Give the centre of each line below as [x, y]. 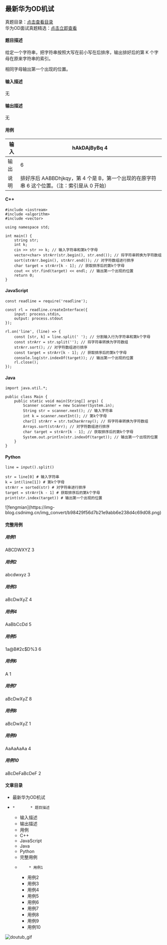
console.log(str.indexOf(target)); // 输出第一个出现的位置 [74, 358]
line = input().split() [30, 468]
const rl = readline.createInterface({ [46, 310]
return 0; [24, 275]
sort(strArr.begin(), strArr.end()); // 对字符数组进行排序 [74, 260]
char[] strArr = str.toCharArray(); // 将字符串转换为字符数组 [86, 421]
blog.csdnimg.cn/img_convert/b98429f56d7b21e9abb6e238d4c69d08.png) [83, 513]
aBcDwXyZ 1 [18, 723]
